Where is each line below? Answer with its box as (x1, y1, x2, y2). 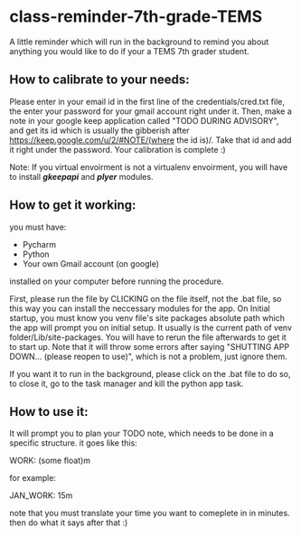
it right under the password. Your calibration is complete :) (9, 144, 226, 155)
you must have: (9, 221, 67, 232)
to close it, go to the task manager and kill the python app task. (9, 378, 244, 389)
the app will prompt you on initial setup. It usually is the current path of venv (9, 322, 292, 333)
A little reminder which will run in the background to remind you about (9, 36, 269, 47)
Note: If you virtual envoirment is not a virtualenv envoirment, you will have (9, 161, 288, 173)
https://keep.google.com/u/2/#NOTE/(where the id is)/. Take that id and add (9, 134, 292, 146)
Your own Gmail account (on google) (22, 258, 160, 268)
